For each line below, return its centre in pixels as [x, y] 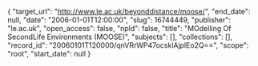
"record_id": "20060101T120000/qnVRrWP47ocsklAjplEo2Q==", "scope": [128, 45]
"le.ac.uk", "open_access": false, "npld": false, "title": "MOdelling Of [119, 28]
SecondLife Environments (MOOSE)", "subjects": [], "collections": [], [120, 37]
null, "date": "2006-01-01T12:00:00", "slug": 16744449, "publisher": [119, 20]
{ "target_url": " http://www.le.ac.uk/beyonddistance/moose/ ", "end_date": [129, 12]
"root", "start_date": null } [49, 54]
